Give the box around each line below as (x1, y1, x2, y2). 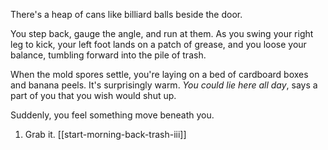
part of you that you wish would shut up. (10, 90, 177, 101)
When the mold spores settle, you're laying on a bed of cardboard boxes (10, 69, 309, 80)
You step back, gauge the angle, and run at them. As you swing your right (10, 28, 314, 39)
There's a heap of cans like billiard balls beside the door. (10, 9, 243, 20)
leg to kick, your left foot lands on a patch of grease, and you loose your (10, 39, 307, 50)
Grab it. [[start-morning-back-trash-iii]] (24, 129, 187, 140)
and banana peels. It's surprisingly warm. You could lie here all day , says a (10, 79, 318, 91)
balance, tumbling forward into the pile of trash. (10, 49, 207, 61)
